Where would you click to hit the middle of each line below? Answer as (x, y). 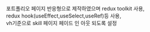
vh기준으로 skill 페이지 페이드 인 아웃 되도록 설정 (61, 23)
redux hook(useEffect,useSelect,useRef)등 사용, (64, 16)
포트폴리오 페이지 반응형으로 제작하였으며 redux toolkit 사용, (76, 8)
